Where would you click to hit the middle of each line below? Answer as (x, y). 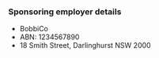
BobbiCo (34, 29)
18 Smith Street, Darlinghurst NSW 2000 (85, 45)
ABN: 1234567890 (49, 37)
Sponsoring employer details (65, 12)
